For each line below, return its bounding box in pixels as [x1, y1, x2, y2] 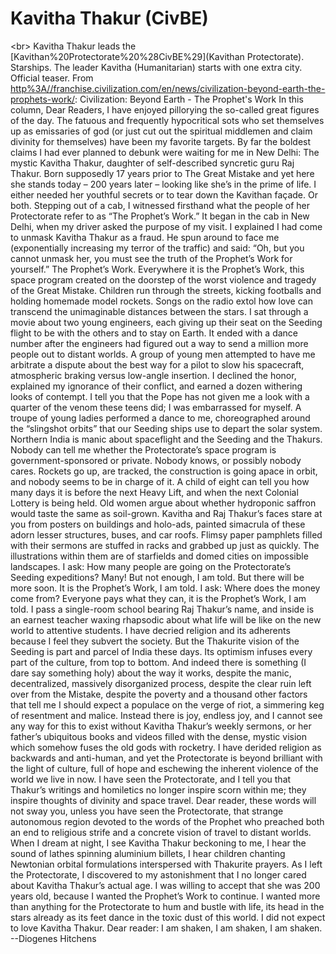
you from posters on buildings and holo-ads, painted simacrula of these [10, 518, 306, 530]
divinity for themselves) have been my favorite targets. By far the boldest [10, 135, 312, 147]
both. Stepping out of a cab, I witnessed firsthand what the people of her [10, 199, 310, 211]
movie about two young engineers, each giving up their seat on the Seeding [10, 316, 323, 328]
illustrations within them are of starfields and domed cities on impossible [10, 550, 309, 562]
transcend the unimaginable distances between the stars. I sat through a [10, 305, 309, 317]
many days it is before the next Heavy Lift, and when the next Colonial [10, 486, 299, 498]
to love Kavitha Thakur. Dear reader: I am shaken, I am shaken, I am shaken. [10, 922, 323, 934]
